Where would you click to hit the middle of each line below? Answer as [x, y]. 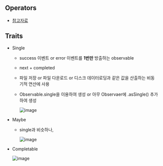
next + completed [37, 67]
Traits [14, 36]
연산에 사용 [39, 84]
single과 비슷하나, [36, 129]
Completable [25, 149]
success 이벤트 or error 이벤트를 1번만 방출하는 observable [77, 58]
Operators [21, 8]
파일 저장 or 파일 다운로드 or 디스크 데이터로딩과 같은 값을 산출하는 [82, 78]
